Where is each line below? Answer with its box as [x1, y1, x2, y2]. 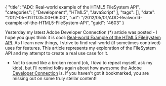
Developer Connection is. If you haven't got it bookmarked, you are [12, 70, 149, 76]
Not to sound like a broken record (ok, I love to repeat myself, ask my [12, 60, 153, 65]
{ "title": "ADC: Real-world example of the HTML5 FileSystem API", [5, 4, 140, 10]
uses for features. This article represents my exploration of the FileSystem [5, 45, 156, 51]
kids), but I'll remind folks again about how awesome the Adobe [12, 65, 142, 71]
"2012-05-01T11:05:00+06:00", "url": [5, 15, 81, 20]
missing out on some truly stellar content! [12, 76, 97, 81]
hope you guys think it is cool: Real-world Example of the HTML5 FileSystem [5, 34, 161, 40]
